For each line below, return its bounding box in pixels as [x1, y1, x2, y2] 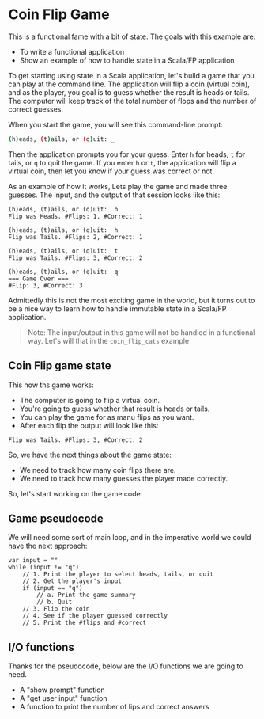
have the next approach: [8, 541, 88, 551]
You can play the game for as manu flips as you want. [19, 412, 194, 421]
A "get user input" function [19, 694, 107, 703]
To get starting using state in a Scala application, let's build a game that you [8, 70, 255, 80]
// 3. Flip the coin [22, 605, 90, 613]
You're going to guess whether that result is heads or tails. [19, 404, 210, 413]
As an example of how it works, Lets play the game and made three [8, 181, 228, 191]
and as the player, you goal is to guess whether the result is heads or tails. [8, 87, 250, 97]
